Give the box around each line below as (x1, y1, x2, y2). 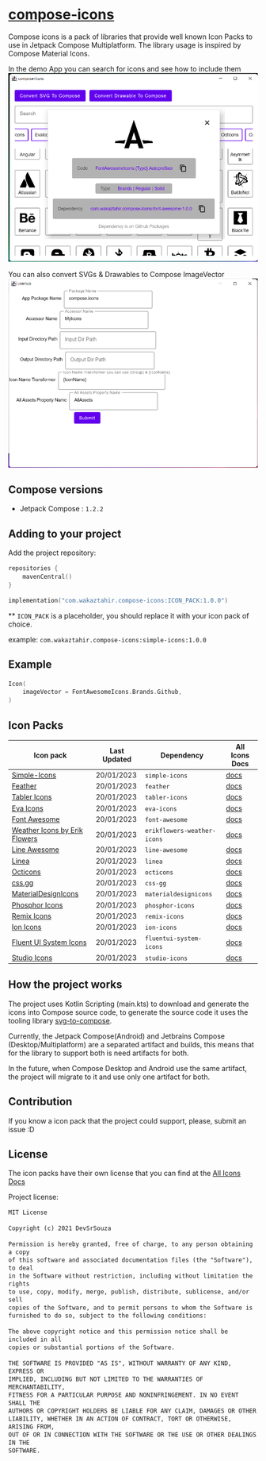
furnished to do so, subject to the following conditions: (8, 1312, 207, 1320)
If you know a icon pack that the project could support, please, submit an (8, 1116, 247, 1125)
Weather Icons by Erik (11, 826, 83, 835)
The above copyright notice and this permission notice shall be (8, 1328, 228, 1336)
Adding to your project (8, 526, 122, 541)
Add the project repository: (8, 548, 97, 557)
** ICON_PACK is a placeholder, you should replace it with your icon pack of (8, 611, 249, 620)
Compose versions (8, 483, 104, 497)
